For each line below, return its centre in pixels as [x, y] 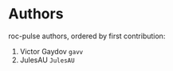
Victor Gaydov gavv [51, 51]
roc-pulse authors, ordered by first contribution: [87, 36]
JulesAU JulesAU [47, 60]
